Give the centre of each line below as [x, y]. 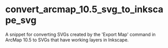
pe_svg [21, 20]
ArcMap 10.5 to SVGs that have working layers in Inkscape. [67, 40]
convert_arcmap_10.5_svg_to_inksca [85, 9]
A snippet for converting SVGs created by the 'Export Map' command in [81, 34]
